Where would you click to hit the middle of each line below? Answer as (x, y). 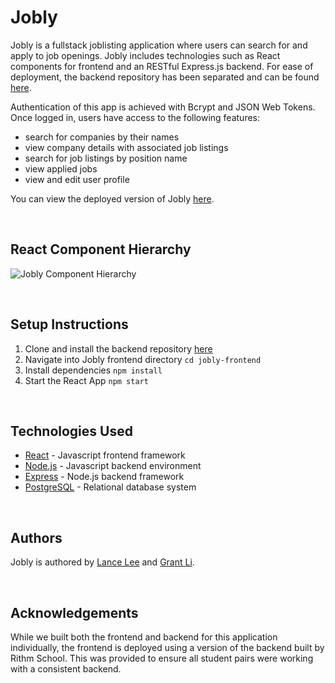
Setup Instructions (69, 324)
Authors (36, 537)
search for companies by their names (102, 137)
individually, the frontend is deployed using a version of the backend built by (167, 647)
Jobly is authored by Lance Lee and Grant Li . (102, 562)
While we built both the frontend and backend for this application (144, 637)
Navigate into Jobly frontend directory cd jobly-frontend (143, 359)
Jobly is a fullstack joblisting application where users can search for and (159, 45)
